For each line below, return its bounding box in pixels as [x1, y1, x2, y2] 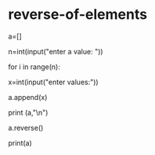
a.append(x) [8, 92, 48, 101]
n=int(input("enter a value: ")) [8, 46, 103, 56]
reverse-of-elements [8, 6, 147, 24]
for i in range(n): [8, 61, 60, 72]
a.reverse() [8, 123, 44, 132]
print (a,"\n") [8, 108, 49, 117]
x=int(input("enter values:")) [8, 77, 99, 87]
